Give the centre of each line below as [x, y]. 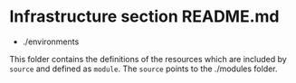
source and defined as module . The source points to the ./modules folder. [143, 69]
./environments [51, 41]
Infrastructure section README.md [144, 17]
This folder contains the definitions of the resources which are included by [148, 59]
